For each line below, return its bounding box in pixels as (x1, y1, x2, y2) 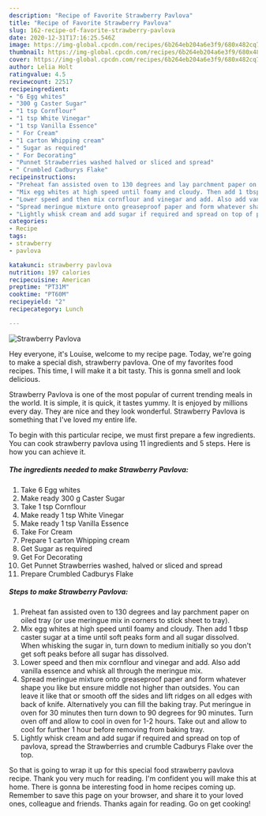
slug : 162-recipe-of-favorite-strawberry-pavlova (9, 26, 176, 34)
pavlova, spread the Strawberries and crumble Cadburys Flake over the (20, 741, 253, 751)
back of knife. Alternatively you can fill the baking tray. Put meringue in (20, 699, 251, 708)
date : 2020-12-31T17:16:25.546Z (9, 33, 115, 42)
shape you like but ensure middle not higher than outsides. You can (20, 682, 240, 692)
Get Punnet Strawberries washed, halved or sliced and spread (20, 561, 223, 570)
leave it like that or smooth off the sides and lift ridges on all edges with (20, 691, 253, 701)
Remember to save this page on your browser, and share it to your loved (9, 790, 244, 799)
